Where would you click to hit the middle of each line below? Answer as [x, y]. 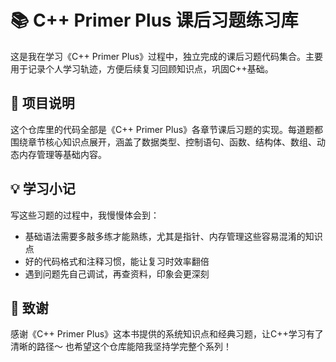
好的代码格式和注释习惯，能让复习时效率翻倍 [117, 261]
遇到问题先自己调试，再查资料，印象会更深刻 [117, 273]
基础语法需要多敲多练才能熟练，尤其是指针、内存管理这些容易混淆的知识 [173, 236]
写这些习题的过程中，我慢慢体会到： [85, 215]
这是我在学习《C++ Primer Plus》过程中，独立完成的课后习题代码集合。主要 [167, 56]
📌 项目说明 [42, 103]
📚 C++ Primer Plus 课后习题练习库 [154, 20]
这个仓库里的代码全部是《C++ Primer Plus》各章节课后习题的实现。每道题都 [167, 129]
